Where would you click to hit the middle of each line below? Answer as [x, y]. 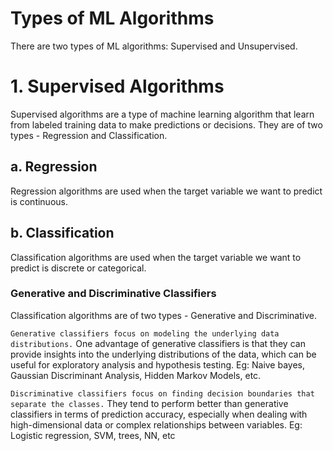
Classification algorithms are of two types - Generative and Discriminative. [163, 315]
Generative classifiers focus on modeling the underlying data [145, 333]
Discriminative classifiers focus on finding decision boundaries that [162, 393]
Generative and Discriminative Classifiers [113, 294]
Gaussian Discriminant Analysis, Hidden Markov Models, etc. [136, 375]
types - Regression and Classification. [89, 135]
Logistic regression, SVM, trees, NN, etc [93, 435]
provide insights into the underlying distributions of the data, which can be [163, 354]
